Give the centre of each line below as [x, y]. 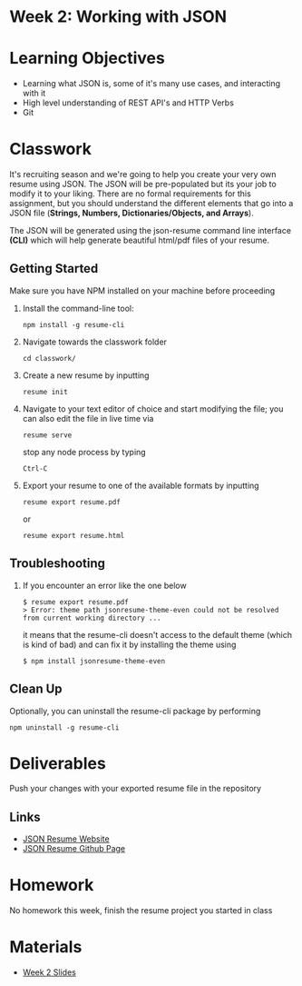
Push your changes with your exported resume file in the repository [135, 789]
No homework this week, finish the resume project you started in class [141, 911]
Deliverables [58, 763]
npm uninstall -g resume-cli [64, 727]
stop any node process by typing [84, 452]
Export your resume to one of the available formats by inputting [141, 485]
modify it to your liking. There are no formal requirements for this [130, 194]
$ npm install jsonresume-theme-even [94, 661]
